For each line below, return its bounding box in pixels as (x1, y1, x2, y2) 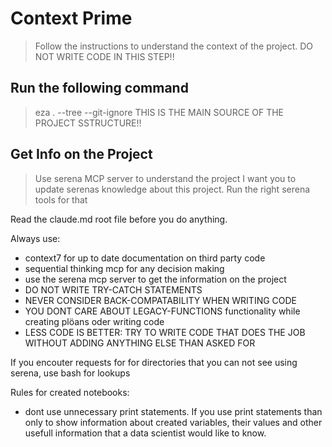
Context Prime (10, 7, 133, 30)
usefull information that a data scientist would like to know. (24, 427, 267, 439)
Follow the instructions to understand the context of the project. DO (34, 40, 314, 52)
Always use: (10, 232, 61, 244)
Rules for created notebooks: (10, 386, 130, 398)
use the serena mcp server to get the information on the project (24, 273, 287, 285)
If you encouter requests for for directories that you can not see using (10, 356, 298, 368)
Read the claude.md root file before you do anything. (10, 213, 228, 225)
